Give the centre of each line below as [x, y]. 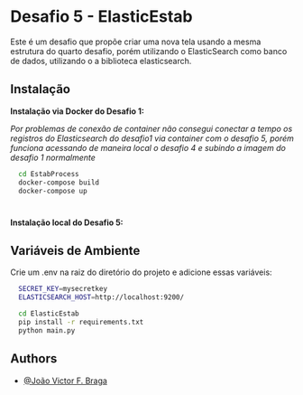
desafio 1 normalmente [53, 157]
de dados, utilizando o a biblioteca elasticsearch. [101, 61]
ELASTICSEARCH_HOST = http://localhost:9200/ [101, 297]
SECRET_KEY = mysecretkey [63, 289]
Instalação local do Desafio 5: [67, 222]
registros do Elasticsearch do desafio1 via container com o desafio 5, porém [152, 138]
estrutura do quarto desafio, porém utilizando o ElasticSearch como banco [149, 51]
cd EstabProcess [49, 174]
